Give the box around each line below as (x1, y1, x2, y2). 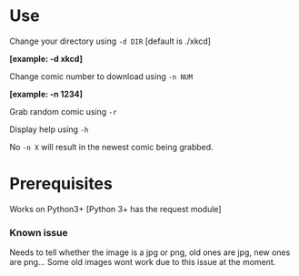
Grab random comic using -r (9, 106, 117, 117)
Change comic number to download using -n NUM (9, 70, 194, 82)
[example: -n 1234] (9, 88, 84, 99)
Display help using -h (9, 124, 89, 135)
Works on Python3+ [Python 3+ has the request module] (9, 203, 222, 214)
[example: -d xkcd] (9, 53, 84, 64)
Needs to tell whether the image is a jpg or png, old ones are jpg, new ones (9, 247, 291, 258)
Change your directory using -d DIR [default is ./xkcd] (9, 36, 212, 46)
